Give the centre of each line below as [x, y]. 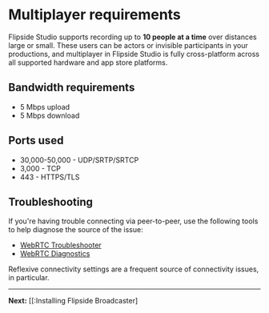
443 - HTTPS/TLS [50, 177]
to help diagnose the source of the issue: [76, 230]
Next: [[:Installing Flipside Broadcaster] [73, 301]
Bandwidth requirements [72, 88]
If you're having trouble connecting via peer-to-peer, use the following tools [133, 221]
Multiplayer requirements [95, 15]
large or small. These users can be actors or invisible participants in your [128, 45]
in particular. [29, 278]
